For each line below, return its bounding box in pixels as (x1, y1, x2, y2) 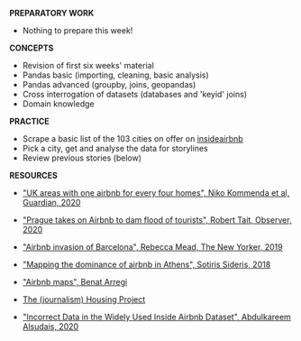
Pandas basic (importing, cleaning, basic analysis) (22, 69, 209, 80)
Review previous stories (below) (22, 152, 142, 163)
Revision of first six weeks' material (22, 60, 155, 70)
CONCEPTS (9, 42, 54, 53)
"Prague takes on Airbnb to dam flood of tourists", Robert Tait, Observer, (22, 215, 292, 225)
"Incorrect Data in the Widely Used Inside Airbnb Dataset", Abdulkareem (22, 311, 291, 322)
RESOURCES (9, 170, 59, 180)
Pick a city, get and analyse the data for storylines (22, 143, 209, 153)
